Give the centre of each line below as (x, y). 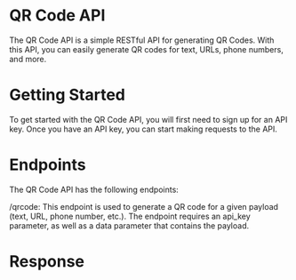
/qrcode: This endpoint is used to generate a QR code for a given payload (144, 206)
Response (47, 261)
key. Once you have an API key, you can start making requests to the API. (144, 129)
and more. (28, 59)
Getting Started (68, 95)
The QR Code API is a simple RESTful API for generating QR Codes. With (142, 40)
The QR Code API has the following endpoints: (94, 189)
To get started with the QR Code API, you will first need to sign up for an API (148, 119)
